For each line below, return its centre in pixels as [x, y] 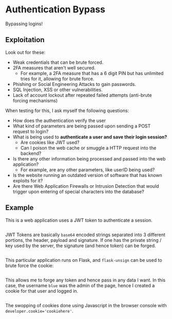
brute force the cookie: [30, 265]
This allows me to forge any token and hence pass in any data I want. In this [85, 280]
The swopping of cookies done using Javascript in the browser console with [86, 305]
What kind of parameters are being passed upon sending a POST [82, 126]
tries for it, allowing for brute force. [57, 79]
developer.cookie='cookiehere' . [39, 311]
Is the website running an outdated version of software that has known [88, 175]
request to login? [31, 131]
